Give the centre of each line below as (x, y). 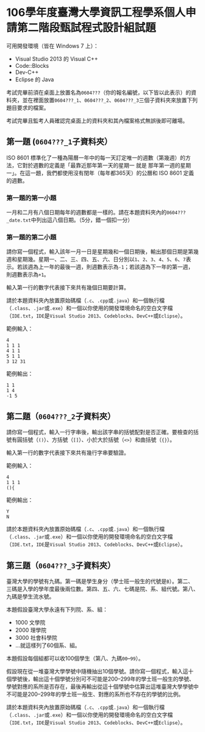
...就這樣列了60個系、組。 (48, 645)
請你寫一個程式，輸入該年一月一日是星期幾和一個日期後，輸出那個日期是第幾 (103, 252)
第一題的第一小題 (31, 198)
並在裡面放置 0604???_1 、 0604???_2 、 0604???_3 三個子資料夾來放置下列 (110, 100)
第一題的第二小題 (31, 237)
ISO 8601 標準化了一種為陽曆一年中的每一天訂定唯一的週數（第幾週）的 (96, 158)
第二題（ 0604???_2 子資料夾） (61, 416)
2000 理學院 (31, 630)
